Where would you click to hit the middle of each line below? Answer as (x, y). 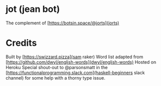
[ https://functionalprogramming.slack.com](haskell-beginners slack (75, 73)
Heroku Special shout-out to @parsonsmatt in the (57, 67)
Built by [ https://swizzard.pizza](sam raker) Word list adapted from (74, 57)
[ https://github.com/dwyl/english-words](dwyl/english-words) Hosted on (81, 62)
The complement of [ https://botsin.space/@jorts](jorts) (62, 23)
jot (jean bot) (33, 9)
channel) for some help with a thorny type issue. (55, 78)
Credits (21, 43)
